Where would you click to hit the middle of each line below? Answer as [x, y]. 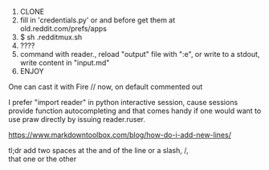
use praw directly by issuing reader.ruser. [77, 119]
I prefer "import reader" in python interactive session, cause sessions [123, 102]
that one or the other [43, 159]
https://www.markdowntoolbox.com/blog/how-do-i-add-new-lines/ [120, 135]
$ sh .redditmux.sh [51, 37]
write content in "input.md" [65, 63]
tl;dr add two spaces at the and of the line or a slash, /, [98, 150]
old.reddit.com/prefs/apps [63, 28]
